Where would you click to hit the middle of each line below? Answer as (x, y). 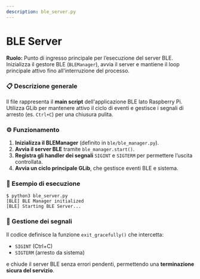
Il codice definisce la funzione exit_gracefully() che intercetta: (85, 234)
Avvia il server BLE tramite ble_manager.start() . (75, 149)
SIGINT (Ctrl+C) (34, 246)
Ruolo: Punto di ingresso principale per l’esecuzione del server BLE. (90, 58)
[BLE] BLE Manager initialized (45, 201)
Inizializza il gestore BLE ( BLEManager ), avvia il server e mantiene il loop (93, 64)
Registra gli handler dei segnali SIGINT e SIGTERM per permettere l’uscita (104, 155)
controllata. (29, 162)
